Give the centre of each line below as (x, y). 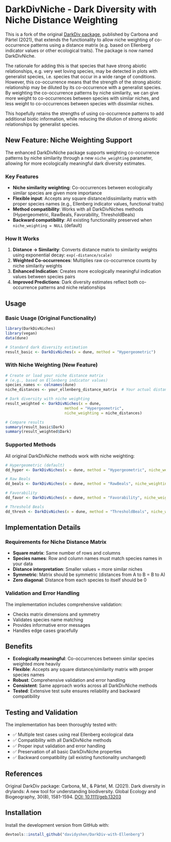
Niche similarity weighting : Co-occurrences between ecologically (82, 188)
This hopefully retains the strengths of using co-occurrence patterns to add (84, 113)
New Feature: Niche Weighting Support (69, 140)
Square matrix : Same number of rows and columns (66, 553)
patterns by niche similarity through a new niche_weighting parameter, (79, 158)
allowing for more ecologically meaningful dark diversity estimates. (76, 163)
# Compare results (25, 422)
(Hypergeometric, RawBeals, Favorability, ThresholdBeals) (74, 215)
